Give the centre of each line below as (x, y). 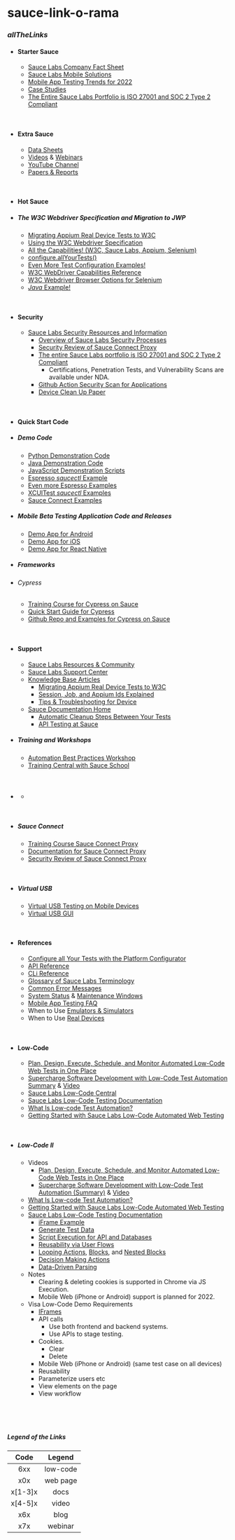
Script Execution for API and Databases (95, 1237)
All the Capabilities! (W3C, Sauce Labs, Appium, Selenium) (112, 250)
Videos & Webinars (55, 157)
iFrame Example (62, 1222)
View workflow (60, 1394)
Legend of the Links (37, 1437)
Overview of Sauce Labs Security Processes (102, 340)
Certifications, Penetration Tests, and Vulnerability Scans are (136, 370)
